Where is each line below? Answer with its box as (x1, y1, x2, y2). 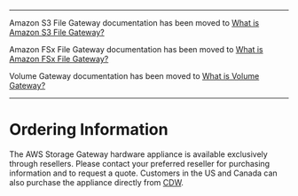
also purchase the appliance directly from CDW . (9, 176, 184, 187)
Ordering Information (9, 120, 169, 140)
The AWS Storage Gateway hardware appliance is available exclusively (9, 148, 268, 160)
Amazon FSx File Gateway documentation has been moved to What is (9, 44, 263, 54)
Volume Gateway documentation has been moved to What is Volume (9, 71, 260, 81)
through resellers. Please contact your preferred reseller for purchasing (9, 158, 271, 169)
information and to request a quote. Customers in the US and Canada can (9, 168, 278, 178)
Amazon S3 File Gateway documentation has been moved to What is (9, 18, 260, 27)
